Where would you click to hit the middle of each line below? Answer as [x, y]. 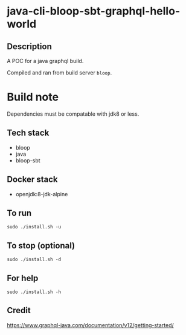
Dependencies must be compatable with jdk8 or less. [73, 114]
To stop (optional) [41, 246]
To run [19, 213]
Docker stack [32, 180]
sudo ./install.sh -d [34, 260]
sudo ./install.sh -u [34, 227]
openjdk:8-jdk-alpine [42, 194]
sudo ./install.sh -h [34, 292]
